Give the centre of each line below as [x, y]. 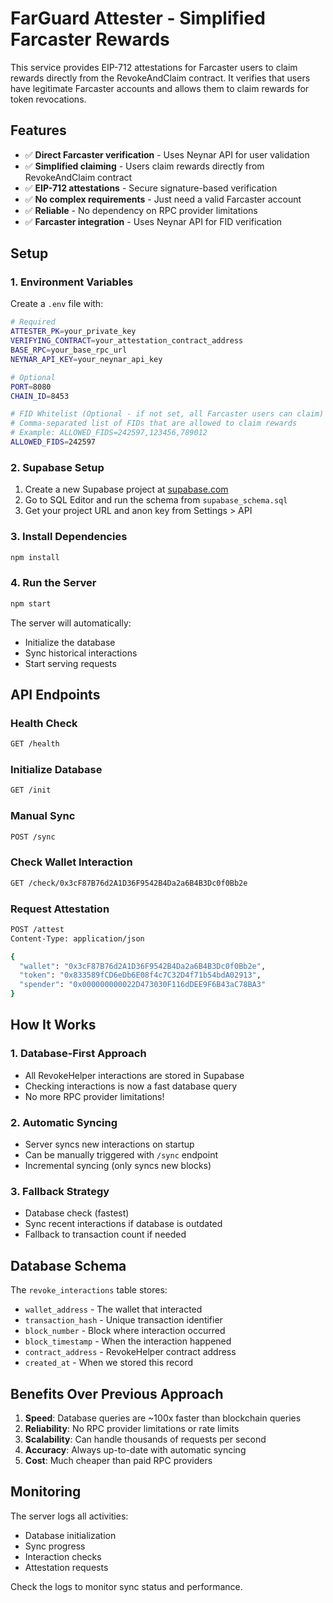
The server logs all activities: [69, 1516]
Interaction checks [63, 1556]
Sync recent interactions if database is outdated [123, 1224]
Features [38, 130]
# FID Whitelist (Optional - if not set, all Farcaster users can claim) [167, 414]
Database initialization [70, 1535]
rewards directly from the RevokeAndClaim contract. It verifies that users [160, 78]
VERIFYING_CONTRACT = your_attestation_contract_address [127, 341]
